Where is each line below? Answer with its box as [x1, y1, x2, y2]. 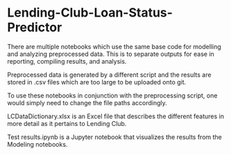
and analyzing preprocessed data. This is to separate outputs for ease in [7, 50, 215, 58]
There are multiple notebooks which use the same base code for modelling [7, 42, 222, 51]
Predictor [7, 19, 62, 35]
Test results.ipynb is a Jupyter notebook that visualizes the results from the [7, 133, 222, 141]
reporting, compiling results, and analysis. [7, 57, 127, 65]
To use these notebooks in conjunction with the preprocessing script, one [7, 91, 218, 100]
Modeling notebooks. [7, 140, 68, 148]
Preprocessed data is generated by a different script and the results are [7, 71, 212, 79]
